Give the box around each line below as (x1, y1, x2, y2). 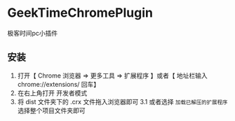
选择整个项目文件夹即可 (17, 106, 86, 115)
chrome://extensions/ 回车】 (17, 80, 100, 88)
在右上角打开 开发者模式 (17, 89, 88, 97)
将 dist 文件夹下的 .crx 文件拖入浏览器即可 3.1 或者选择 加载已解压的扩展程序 (17, 97, 228, 106)
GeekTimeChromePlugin (7, 5, 153, 21)
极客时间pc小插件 (7, 29, 58, 37)
